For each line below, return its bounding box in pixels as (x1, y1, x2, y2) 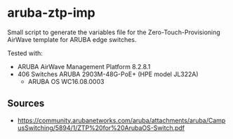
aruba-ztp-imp (7, 5, 96, 21)
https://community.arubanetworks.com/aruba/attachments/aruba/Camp (17, 116, 226, 124)
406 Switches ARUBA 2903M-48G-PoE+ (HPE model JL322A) (17, 70, 199, 78)
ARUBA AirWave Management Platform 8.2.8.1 (17, 62, 151, 71)
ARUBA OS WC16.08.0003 (27, 77, 105, 85)
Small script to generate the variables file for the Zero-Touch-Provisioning (7, 28, 221, 36)
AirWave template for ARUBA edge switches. (7, 35, 137, 43)
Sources (7, 98, 45, 110)
